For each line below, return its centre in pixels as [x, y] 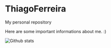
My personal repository [28, 22]
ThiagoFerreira [36, 9]
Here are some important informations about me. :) [56, 31]
